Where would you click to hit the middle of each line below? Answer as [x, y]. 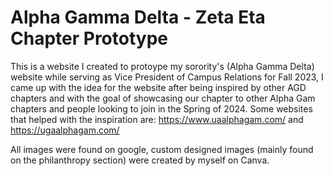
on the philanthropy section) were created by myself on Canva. [140, 160]
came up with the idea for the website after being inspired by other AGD [158, 87]
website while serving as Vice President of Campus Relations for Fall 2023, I [167, 77]
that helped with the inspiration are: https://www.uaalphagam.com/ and [157, 119]
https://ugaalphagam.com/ [65, 130]
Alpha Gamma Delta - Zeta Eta [138, 17]
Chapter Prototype [89, 38]
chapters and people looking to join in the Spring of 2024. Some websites [161, 108]
